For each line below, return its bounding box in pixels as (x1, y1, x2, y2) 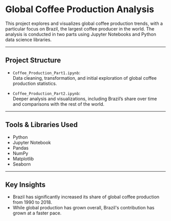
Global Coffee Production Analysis (5, 4, 154, 15)
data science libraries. (5, 37, 52, 43)
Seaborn (12, 161, 31, 167)
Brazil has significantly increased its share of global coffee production (12, 194, 159, 200)
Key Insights (5, 180, 46, 189)
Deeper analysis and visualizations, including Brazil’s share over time (12, 96, 157, 102)
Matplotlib (12, 155, 34, 162)
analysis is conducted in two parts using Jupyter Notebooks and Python (5, 31, 156, 37)
